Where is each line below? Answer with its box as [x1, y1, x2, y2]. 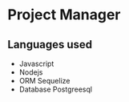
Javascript [18, 59, 54, 68]
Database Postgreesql [18, 84, 93, 94]
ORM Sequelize [18, 76, 71, 85]
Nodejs [18, 67, 43, 77]
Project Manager [7, 6, 121, 24]
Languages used [7, 38, 93, 51]
